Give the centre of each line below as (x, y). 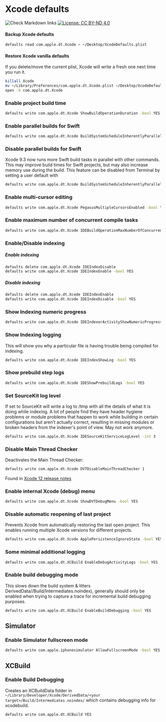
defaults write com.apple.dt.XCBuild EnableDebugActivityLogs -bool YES (82, 562)
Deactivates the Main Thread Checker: (44, 460)
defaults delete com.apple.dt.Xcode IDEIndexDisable (61, 267)
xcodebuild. (17, 705)
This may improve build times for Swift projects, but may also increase (77, 165)
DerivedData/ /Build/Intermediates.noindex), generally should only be (75, 591)
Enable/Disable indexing (35, 243)
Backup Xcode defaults (30, 34)
